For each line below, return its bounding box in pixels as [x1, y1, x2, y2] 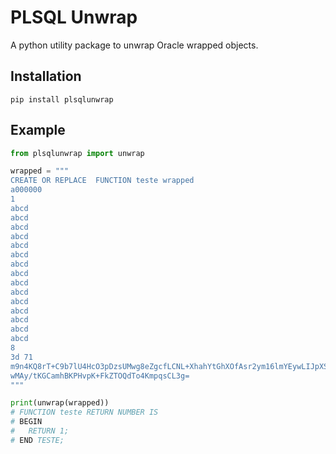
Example [10, 122, 66, 139]
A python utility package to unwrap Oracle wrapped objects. [10, 39, 259, 51]
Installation [10, 68, 82, 85]
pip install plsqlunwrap [10, 94, 114, 105]
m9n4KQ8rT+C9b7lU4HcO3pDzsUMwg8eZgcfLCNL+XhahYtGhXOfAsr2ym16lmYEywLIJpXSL [10, 361, 333, 371]
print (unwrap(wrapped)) [10, 398, 110, 408]
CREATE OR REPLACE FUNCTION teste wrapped [10, 176, 195, 186]
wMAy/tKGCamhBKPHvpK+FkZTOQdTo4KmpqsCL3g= [10, 371, 190, 381]
